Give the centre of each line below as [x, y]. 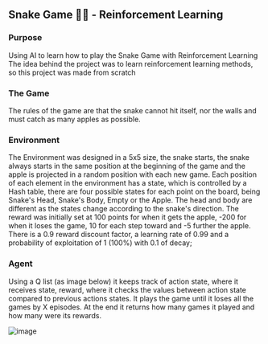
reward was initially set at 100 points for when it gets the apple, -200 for [128, 217]
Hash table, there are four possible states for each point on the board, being [134, 192]
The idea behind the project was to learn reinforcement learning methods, [131, 63]
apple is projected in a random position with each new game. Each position [133, 174]
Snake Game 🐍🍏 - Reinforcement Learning [116, 15]
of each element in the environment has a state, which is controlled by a [128, 183]
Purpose [25, 38]
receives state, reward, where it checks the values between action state [128, 289]
